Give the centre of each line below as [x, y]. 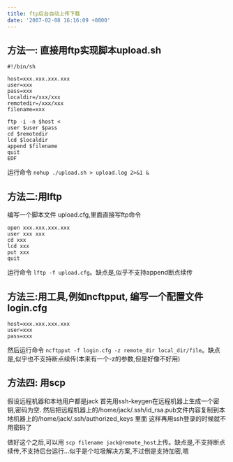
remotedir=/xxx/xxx [36, 103]
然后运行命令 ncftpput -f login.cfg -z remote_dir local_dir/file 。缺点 [114, 349]
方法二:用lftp [35, 196]
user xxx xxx [26, 234]
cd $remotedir [28, 134]
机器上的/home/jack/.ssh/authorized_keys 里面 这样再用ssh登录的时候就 [116, 418]
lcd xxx [18, 246]
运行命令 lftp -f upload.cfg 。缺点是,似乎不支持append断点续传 [100, 273]
